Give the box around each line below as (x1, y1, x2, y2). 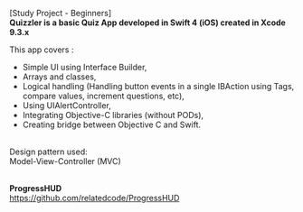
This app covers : (9, 44, 74, 55)
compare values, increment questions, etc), (22, 90, 185, 101)
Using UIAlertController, (22, 100, 111, 111)
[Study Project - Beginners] (9, 8, 111, 18)
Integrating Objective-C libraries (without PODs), (22, 110, 204, 120)
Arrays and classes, (22, 71, 97, 82)
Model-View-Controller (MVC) (9, 156, 122, 166)
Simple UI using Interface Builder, (22, 62, 147, 72)
